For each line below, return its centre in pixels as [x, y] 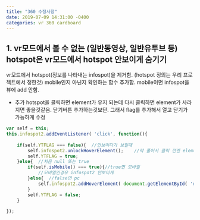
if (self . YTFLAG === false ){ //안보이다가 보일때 [75, 145]
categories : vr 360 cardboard [44, 23]
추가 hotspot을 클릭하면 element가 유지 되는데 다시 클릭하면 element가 [98, 102]
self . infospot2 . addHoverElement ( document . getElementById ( [112, 184]
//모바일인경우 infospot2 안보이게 [76, 173]
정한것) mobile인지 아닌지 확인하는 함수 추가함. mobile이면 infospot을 [108, 82]
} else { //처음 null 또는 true [53, 162]
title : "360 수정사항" [32, 12]
